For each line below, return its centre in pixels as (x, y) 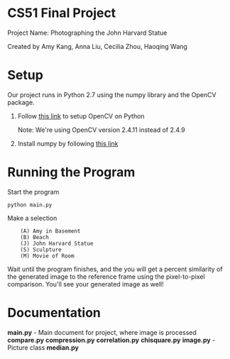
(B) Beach (35, 237)
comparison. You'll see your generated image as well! (86, 284)
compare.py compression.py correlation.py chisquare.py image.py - (111, 340)
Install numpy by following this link (68, 143)
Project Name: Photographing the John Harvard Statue (87, 33)
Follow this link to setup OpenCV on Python (81, 116)
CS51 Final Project (62, 13)
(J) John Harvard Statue (57, 243)
